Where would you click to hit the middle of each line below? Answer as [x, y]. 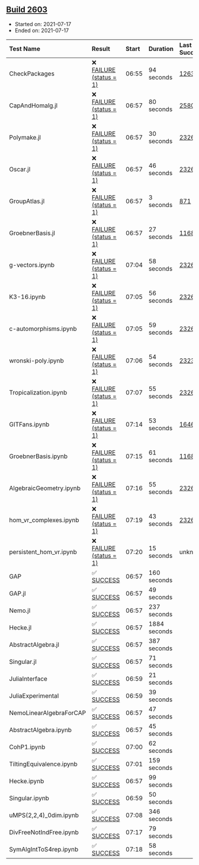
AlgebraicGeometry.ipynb [45, 488]
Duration [161, 49]
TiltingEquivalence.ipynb [44, 764]
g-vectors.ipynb [32, 265]
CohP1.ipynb [27, 747]
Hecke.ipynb [27, 781]
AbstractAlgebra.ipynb [41, 730]
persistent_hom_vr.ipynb [43, 552]
